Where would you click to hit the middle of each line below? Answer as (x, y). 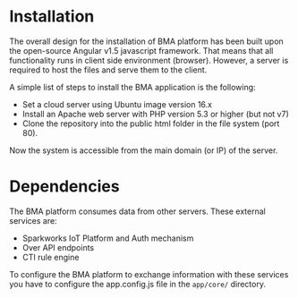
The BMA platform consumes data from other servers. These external (137, 211)
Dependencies (64, 187)
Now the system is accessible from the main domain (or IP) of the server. (144, 150)
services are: (33, 220)
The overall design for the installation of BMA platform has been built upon (146, 41)
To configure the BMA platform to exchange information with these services (149, 274)
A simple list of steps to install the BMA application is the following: (133, 87)
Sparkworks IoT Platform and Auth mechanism (108, 238)
